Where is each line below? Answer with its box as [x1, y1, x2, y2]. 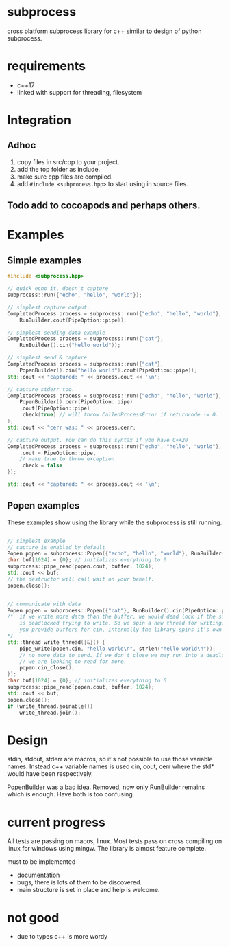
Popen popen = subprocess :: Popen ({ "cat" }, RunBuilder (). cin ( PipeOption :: [7, 607, 222, 614]
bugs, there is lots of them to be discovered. [16, 878, 142, 887]
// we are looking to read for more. [19, 658, 127, 665]
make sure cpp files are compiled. [16, 172, 113, 181]
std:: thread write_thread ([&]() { [7, 638, 106, 646]
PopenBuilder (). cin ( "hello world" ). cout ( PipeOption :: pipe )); [19, 367, 197, 374]
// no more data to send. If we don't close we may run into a [19, 651, 204, 658]
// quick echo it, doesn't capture [7, 285, 109, 292]
